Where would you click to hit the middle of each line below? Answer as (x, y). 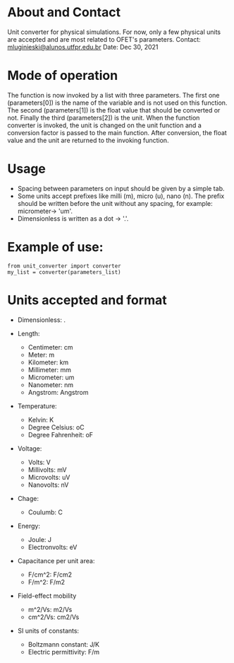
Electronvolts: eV (53, 547)
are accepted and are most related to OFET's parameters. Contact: (104, 39)
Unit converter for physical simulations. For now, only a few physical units (114, 32)
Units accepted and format (87, 300)
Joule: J (39, 539)
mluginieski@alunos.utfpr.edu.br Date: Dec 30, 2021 (83, 47)
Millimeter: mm (50, 369)
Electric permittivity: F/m (64, 652)
